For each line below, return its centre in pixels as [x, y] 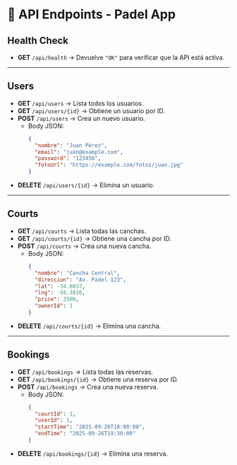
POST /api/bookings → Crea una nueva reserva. [88, 387]
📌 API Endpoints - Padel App [92, 14]
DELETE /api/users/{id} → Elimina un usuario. [86, 185]
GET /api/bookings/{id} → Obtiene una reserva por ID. [98, 379]
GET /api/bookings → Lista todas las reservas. [85, 372]
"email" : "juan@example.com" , [79, 152]
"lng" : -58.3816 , [60, 293]
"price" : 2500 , [57, 300]
